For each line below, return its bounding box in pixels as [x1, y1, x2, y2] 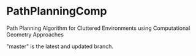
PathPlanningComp [6, 4, 107, 18]
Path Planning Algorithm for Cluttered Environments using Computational [6, 24, 190, 32]
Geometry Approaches [6, 30, 64, 38]
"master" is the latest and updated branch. [6, 43, 114, 50]
